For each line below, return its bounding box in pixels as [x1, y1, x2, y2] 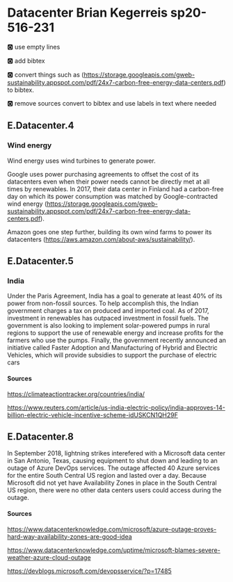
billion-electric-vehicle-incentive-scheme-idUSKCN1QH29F [7, 410, 179, 419]
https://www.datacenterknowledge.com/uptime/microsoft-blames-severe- [7, 546, 220, 554]
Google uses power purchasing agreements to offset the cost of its [7, 170, 200, 178]
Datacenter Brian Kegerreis [7, 5, 168, 21]
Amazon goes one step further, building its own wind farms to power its [7, 227, 212, 236]
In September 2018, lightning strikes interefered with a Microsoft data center [7, 449, 226, 458]
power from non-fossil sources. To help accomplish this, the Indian [7, 299, 199, 307]
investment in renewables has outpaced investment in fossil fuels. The [7, 314, 209, 323]
